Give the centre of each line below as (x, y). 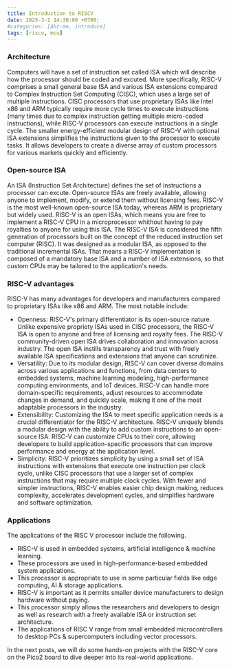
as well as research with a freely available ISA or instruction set (107, 615)
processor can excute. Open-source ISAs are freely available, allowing (107, 192)
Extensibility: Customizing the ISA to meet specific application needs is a (120, 415)
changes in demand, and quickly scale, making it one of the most (109, 400)
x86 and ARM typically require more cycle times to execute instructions (108, 108)
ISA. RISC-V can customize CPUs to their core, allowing (117, 437)
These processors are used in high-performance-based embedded (112, 563)
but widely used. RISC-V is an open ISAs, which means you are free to (107, 214)
